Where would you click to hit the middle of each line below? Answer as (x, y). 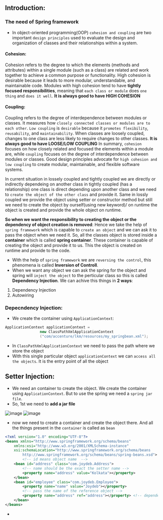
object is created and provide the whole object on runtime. (64, 210)
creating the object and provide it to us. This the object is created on (73, 245)
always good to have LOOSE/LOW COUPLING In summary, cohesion (73, 144)
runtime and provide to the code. (38, 251)
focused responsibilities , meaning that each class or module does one (76, 91)
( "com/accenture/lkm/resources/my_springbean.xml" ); (94, 336)
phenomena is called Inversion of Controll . (55, 265)
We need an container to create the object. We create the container (79, 388)
